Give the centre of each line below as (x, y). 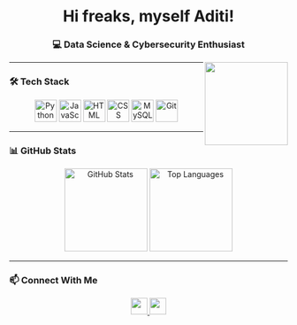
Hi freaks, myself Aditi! (148, 16)
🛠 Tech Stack (39, 81)
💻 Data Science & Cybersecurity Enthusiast (148, 44)
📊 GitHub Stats (43, 151)
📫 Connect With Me (53, 280)
